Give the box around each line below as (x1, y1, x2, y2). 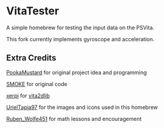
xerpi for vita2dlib (6, 92, 50, 99)
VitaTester (6, 4, 59, 18)
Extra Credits (6, 53, 56, 63)
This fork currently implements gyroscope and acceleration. (6, 35, 154, 42)
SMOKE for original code (6, 80, 68, 87)
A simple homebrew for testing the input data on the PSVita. (6, 24, 154, 31)
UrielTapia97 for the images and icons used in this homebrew (6, 103, 158, 111)
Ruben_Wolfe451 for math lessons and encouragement (6, 115, 142, 122)
